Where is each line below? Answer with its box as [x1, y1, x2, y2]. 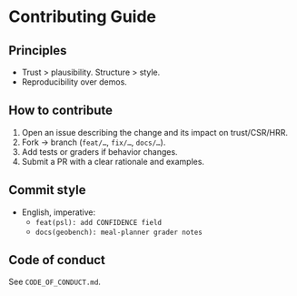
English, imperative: [21, 207, 96, 218]
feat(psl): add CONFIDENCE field [35, 218, 163, 227]
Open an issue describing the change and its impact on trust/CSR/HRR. [21, 127, 288, 138]
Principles [8, 43, 67, 58]
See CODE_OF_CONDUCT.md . [8, 276, 102, 288]
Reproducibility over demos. [21, 77, 128, 87]
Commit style [8, 182, 86, 198]
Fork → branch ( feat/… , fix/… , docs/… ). [21, 137, 166, 148]
